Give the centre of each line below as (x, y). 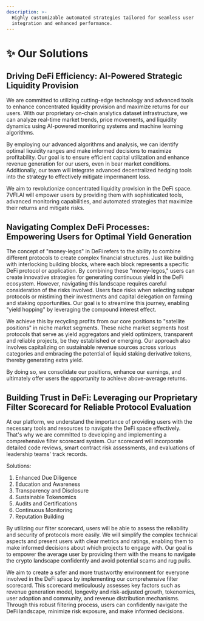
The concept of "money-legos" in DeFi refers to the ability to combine (93, 251)
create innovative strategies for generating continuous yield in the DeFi (95, 277)
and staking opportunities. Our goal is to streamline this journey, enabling (98, 303)
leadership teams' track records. (47, 454)
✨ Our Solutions (47, 53)
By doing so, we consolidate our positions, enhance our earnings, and (94, 372)
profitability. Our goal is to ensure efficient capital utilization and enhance (98, 157)
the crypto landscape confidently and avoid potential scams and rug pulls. (99, 560)
